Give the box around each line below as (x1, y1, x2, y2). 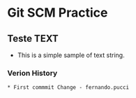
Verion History (7, 68, 58, 78)
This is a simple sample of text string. (17, 51, 125, 59)
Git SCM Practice (7, 5, 108, 21)
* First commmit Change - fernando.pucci (7, 84, 130, 91)
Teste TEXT (7, 33, 59, 44)
